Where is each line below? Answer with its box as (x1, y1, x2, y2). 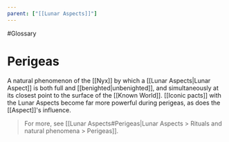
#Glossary (7, 29, 37, 37)
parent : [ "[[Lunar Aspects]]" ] (7, 10, 98, 17)
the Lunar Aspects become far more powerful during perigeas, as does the (7, 98, 221, 107)
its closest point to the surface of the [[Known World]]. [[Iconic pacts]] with (7, 91, 221, 99)
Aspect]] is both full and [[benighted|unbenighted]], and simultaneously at (7, 84, 219, 92)
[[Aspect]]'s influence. (7, 105, 71, 114)
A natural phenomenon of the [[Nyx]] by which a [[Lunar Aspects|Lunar (7, 76, 211, 85)
